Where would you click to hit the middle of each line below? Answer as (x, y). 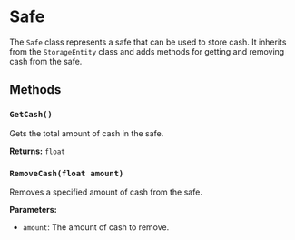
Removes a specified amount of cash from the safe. (106, 192)
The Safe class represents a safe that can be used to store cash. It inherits (148, 42)
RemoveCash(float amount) (67, 173)
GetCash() (31, 115)
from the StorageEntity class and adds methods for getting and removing (147, 51)
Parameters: (33, 209)
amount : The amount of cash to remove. (96, 227)
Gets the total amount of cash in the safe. (87, 133)
